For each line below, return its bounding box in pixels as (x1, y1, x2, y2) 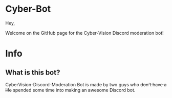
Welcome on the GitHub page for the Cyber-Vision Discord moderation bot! (5, 30, 164, 36)
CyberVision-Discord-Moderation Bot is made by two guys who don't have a (5, 81, 167, 87)
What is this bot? (5, 68, 60, 77)
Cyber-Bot (5, 3, 51, 15)
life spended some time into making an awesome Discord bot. (5, 87, 136, 93)
